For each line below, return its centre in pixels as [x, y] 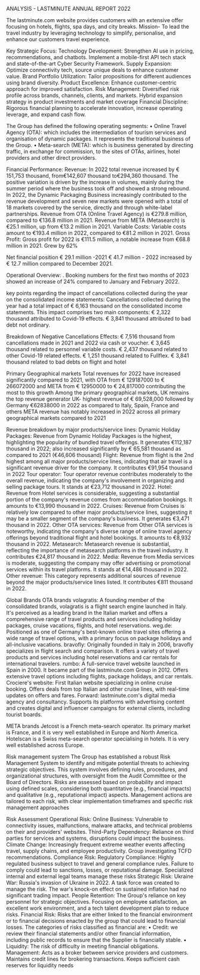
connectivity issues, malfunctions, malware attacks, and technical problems [99, 825]
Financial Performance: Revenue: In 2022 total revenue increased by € [93, 169]
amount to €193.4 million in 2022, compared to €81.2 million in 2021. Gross [98, 233]
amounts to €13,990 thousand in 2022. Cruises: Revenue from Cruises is [96, 506]
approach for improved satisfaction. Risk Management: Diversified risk [93, 89]
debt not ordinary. [28, 325]
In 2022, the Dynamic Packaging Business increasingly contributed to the [96, 195]
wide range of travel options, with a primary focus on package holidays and [99, 638]
